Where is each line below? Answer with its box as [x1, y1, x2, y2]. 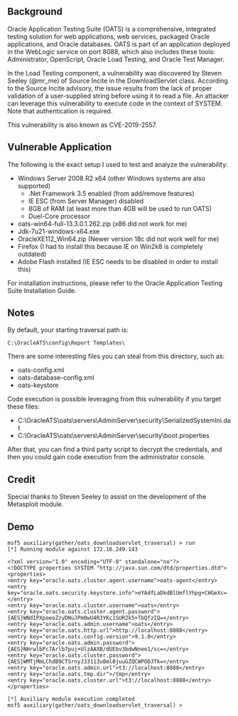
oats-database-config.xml [17, 374, 94, 382]
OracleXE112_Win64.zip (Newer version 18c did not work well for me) [17, 235, 220, 243]
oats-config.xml [17, 366, 65, 374]
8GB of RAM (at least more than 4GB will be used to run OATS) [28, 204, 212, 213]
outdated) [17, 250, 47, 258]
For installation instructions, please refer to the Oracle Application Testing [7, 278, 222, 287]
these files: [7, 402, 40, 411]
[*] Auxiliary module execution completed [7, 695, 135, 703]
